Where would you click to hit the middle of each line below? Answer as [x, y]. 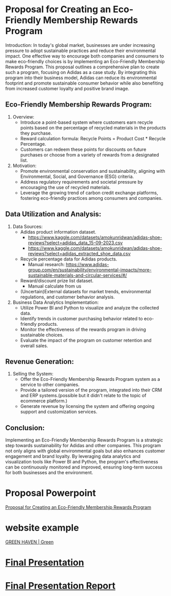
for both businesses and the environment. [49, 473]
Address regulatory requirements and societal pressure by [81, 182]
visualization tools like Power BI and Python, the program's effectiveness [82, 462]
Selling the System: [33, 374]
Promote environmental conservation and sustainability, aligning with [93, 171]
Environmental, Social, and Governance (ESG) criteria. [77, 176]
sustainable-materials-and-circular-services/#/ [77, 275]
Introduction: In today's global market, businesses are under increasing [80, 45]
